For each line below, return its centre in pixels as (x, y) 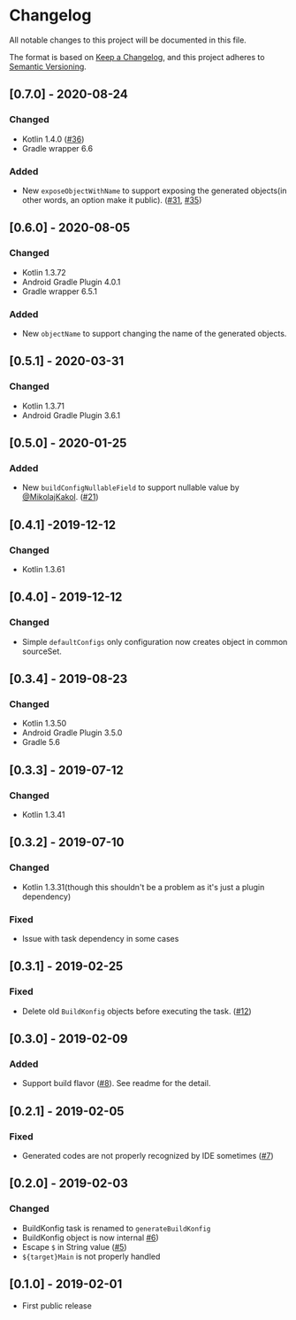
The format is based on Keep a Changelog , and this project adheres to (137, 57)
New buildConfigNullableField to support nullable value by (131, 487)
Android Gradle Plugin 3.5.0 (72, 733)
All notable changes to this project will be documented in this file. (128, 40)
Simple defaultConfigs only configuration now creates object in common (155, 641)
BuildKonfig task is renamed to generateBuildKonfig (116, 1228)
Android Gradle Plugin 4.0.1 (71, 282)
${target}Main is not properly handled (91, 1256)
